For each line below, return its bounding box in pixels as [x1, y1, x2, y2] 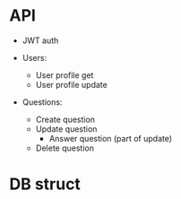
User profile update [35, 79, 108, 90]
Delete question [35, 143, 94, 153]
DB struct [9, 174, 81, 195]
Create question [35, 114, 96, 125]
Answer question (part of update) [48, 133, 173, 143]
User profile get [35, 69, 94, 81]
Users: [22, 52, 47, 63]
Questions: [22, 96, 63, 108]
